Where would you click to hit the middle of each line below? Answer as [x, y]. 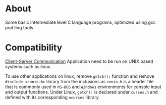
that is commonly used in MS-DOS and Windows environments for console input [83, 87]
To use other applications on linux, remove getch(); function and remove [80, 76]
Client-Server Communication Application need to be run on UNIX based [79, 61]
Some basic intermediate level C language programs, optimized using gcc [81, 22]
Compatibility [34, 48]
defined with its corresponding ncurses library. [53, 97]
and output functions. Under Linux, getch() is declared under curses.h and [81, 92]
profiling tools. [20, 27]
